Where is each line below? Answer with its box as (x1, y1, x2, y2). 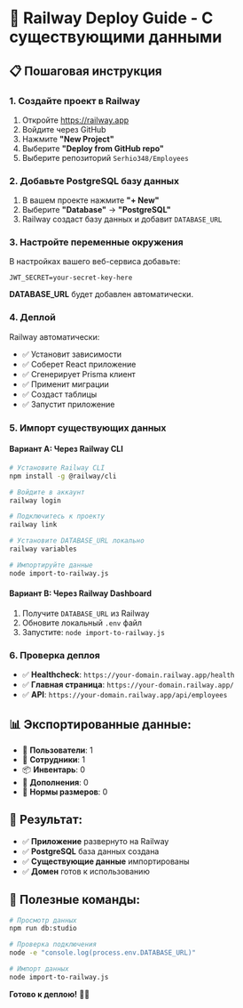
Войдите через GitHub (21, 124, 106, 134)
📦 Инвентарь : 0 (21, 764, 86, 775)
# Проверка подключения (9, 940, 98, 949)
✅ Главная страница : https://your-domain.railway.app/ (21, 680, 235, 690)
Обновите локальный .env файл (21, 617, 143, 628)
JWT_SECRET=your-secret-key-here (9, 273, 133, 283)
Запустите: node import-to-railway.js (21, 626, 166, 637)
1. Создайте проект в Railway (9, 94, 140, 107)
